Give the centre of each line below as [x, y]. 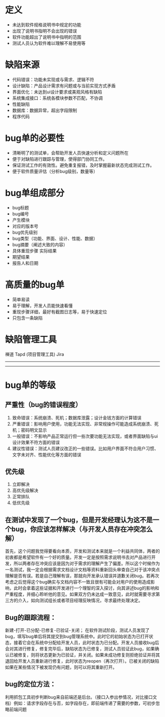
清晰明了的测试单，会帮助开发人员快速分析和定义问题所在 [70, 153]
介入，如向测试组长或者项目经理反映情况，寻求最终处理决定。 [80, 600]
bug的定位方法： [31, 684]
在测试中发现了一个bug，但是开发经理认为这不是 [79, 520]
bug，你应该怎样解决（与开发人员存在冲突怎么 [82, 529]
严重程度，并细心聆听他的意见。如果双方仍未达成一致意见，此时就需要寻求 [80, 594]
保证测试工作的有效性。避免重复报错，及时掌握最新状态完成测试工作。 [83, 165]
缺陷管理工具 [31, 339]
